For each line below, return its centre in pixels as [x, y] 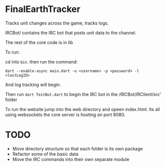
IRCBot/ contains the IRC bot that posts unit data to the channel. [71, 32]
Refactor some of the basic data [45, 154]
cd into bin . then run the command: [42, 61]
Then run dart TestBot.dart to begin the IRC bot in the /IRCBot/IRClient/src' [83, 94]
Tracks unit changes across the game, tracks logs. [57, 23]
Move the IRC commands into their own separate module [71, 159]
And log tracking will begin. [33, 84]
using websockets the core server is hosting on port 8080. [65, 114]
